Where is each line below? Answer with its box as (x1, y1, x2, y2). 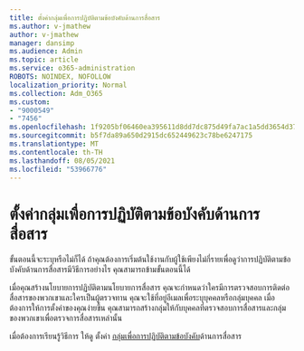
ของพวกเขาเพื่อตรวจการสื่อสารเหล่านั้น (9, 313, 122, 324)
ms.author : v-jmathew (9, 22, 91, 31)
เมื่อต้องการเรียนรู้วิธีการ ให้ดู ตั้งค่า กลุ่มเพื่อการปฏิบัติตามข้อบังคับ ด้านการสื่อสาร (9, 331, 242, 342)
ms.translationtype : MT (9, 139, 100, 148)
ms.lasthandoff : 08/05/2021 (9, 156, 116, 166)
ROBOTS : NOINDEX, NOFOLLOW (9, 72, 111, 81)
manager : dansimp (9, 38, 75, 48)
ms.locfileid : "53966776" (9, 165, 107, 174)
